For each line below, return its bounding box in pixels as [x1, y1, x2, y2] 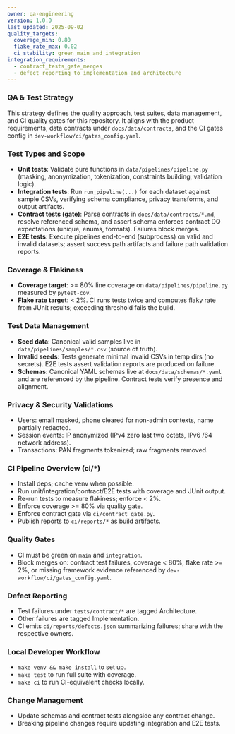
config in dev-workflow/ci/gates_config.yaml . [7, 131, 141, 140]
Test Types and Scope [7, 149, 85, 159]
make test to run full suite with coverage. [17, 670, 136, 679]
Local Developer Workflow [7, 646, 100, 656]
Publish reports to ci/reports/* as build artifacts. [17, 517, 161, 526]
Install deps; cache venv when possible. [17, 479, 134, 488]
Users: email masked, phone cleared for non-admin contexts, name [17, 416, 214, 424]
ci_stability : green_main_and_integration [13, 50, 140, 57]
